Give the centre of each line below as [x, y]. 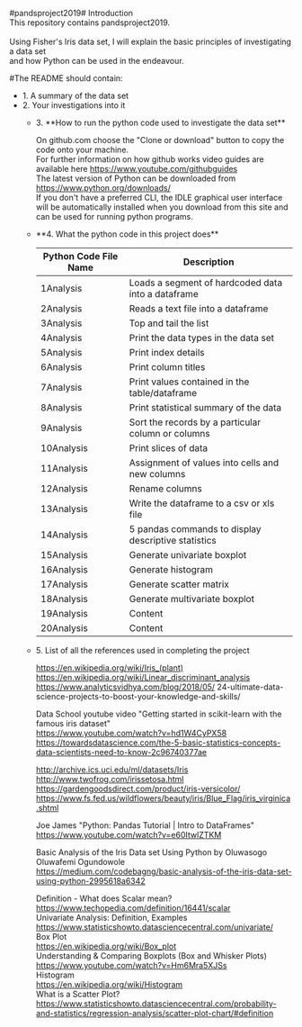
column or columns [170, 433]
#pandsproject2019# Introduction [71, 13]
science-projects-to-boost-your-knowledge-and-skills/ [138, 696]
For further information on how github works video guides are [150, 159]
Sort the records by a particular [195, 422]
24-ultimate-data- [250, 687]
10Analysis [64, 448]
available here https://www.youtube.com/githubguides [137, 169]
